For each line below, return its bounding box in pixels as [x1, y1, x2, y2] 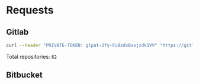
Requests [6, 4, 54, 17]
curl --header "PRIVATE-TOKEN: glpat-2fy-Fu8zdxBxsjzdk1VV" [6, 42, 158, 48]
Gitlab [6, 27, 29, 37]
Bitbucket [6, 70, 43, 80]
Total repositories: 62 [6, 53, 57, 60]
